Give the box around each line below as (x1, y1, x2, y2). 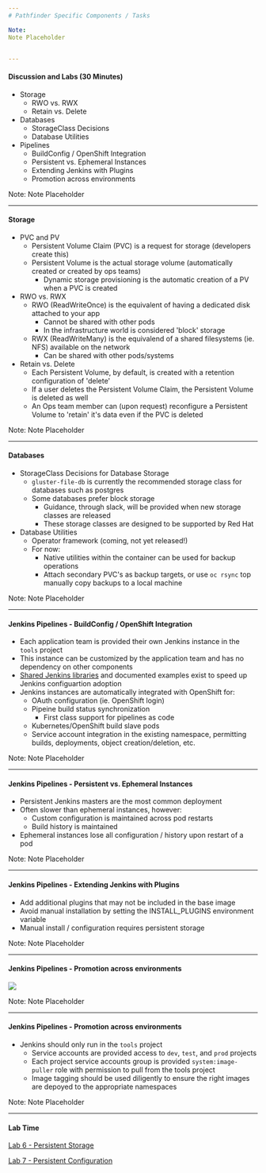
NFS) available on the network (31, 342, 131, 352)
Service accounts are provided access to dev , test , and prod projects (31, 1048, 257, 1057)
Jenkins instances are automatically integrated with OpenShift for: (19, 688, 235, 697)
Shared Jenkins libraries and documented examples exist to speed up (19, 670, 248, 680)
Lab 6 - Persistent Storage (8, 1140, 94, 1150)
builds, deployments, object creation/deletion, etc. (31, 738, 196, 747)
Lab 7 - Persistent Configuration (8, 1156, 113, 1166)
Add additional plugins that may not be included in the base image (19, 897, 236, 907)
